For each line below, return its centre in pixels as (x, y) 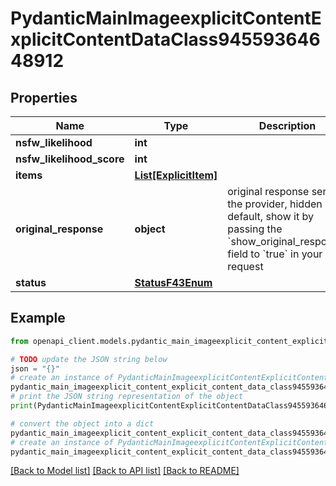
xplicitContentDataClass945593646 (165, 39)
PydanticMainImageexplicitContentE (166, 18)
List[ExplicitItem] (176, 175)
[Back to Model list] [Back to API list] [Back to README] (125, 471)
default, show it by (270, 216)
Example (38, 318)
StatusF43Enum (173, 282)
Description (287, 125)
